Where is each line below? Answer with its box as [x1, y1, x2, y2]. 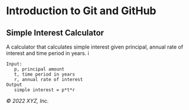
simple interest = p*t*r [14, 87, 76, 93]
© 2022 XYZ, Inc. [6, 98, 49, 104]
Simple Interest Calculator [6, 28, 105, 38]
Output [6, 82, 22, 88]
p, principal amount [14, 66, 65, 72]
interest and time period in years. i [6, 50, 90, 57]
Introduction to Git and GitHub [6, 4, 157, 18]
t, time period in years [14, 72, 76, 77]
